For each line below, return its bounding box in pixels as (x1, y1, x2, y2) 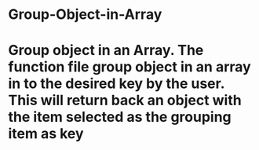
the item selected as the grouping (8, 108, 232, 126)
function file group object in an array (8, 58, 251, 76)
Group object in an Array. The (8, 42, 204, 60)
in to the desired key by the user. (8, 75, 225, 93)
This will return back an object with (8, 92, 242, 109)
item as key (8, 125, 84, 143)
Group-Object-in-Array (8, 5, 162, 24)
